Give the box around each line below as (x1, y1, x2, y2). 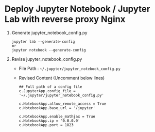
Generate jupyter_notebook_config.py (11, 30, 88, 35)
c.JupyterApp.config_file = (18, 88, 76, 93)
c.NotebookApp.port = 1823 (18, 122, 74, 127)
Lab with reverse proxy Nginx (4, 14, 126, 25)
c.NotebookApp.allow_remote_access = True (18, 101, 106, 106)
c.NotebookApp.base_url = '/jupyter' (18, 105, 96, 110)
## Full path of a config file (18, 84, 83, 89)
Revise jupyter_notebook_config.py (11, 56, 82, 62)
